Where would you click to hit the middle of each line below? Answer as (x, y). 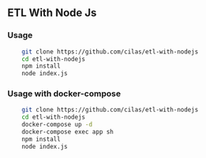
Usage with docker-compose (64, 94)
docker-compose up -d (57, 125)
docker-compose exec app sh (67, 132)
